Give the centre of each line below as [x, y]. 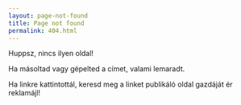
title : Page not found [46, 23]
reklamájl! [25, 93]
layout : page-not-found [48, 16]
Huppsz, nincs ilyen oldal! [51, 54]
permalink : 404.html [43, 30]
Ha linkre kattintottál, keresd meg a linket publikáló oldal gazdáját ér [120, 84]
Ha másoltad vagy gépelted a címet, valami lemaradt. [97, 69]
